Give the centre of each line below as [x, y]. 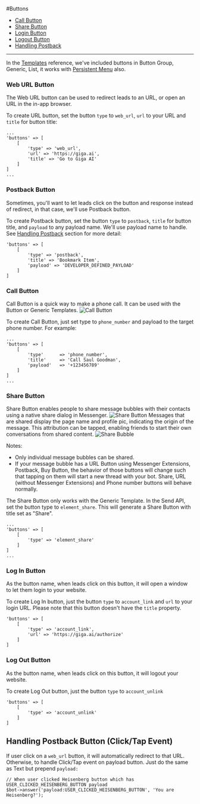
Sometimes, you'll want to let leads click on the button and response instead [100, 203]
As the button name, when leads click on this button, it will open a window [97, 584]
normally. [26, 489]
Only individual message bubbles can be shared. [74, 457]
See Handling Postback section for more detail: [64, 233]
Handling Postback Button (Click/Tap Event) [90, 742]
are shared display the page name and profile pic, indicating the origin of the [100, 421]
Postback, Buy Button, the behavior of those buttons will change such [100, 470]
